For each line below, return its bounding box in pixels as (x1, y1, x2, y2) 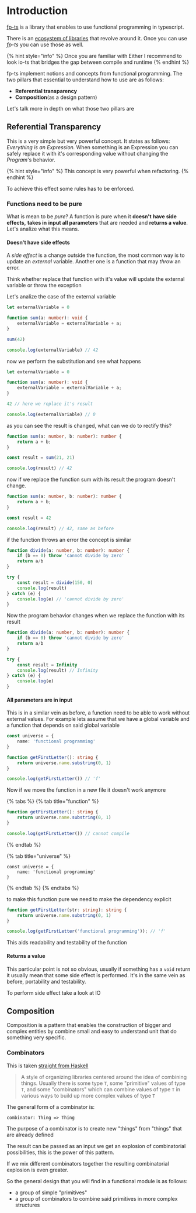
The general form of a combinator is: (6, 1103, 95, 1110)
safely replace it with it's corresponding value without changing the (6, 150, 169, 157)
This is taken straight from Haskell (6, 1062, 89, 1069)
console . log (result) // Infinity (17, 667, 99, 673)
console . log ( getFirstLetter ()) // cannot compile (6, 830, 130, 836)
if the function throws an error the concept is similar (6, 536, 132, 543)
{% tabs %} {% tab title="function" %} (6, 798, 99, 805)
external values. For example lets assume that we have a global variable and (6, 716, 190, 723)
